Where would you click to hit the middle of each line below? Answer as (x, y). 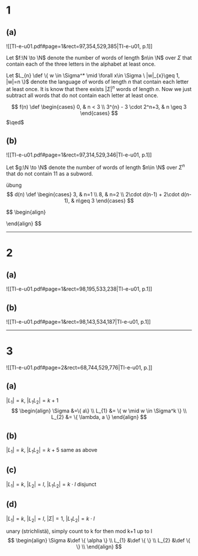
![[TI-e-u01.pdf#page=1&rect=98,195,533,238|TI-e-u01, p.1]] (79, 289)
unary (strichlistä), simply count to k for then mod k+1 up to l (79, 531)
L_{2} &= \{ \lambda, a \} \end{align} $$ (99, 417)
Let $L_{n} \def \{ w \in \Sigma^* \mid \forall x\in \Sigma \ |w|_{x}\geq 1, (93, 75)
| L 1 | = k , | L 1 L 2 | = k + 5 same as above (52, 451)
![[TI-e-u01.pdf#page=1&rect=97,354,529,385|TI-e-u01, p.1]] (80, 46)
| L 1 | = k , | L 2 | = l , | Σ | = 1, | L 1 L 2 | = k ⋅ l (51, 519)
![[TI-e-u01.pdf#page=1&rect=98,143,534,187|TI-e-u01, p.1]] (79, 321)
